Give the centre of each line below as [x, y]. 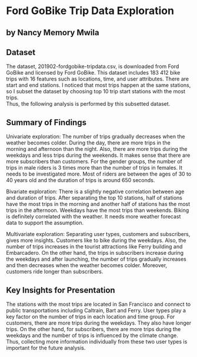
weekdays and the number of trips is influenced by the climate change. [92, 335]
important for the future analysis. [46, 348]
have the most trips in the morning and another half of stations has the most [98, 204]
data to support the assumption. [45, 223]
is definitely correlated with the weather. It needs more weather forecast [94, 217]
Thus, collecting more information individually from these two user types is [97, 342]
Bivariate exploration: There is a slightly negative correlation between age [95, 191]
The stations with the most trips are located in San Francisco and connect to [98, 304]
